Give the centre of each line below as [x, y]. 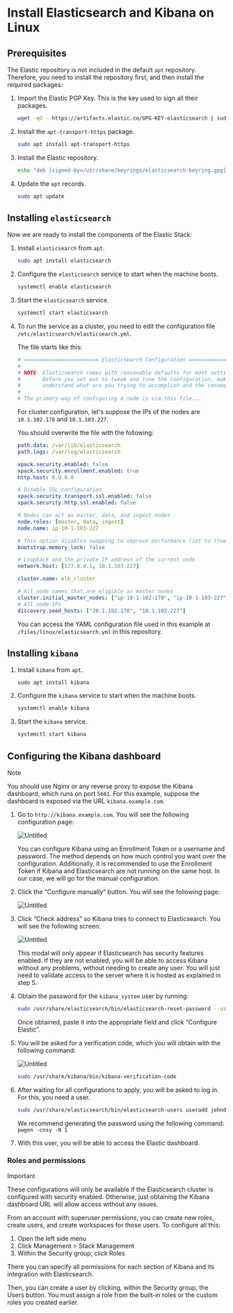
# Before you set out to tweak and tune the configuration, [115, 379]
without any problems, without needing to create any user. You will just [119, 968]
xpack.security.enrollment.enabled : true [78, 471]
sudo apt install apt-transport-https [73, 144]
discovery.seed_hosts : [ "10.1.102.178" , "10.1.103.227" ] [102, 611]
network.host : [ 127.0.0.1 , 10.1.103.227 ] [78, 566]
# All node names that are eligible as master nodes [95, 592]
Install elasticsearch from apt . [61, 248]
